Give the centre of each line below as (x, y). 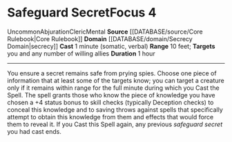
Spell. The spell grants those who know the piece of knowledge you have (111, 95)
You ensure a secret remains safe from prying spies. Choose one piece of (112, 73)
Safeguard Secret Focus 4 (82, 13)
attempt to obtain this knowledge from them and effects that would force (110, 117)
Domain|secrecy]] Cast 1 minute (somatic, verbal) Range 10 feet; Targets (111, 46)
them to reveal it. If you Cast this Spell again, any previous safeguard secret (115, 124)
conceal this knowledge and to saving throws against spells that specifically (115, 109)
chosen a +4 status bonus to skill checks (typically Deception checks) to (110, 102)
